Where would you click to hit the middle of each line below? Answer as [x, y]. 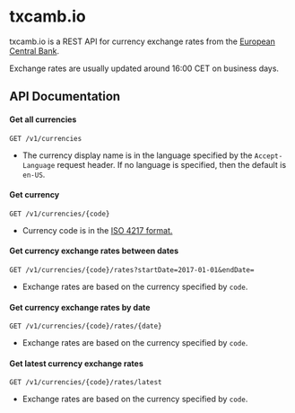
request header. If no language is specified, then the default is [172, 164]
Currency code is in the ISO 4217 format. [97, 230]
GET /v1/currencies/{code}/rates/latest [86, 382]
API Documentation [65, 97]
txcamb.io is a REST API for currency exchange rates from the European [143, 41]
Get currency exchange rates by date [80, 307]
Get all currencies [43, 119]
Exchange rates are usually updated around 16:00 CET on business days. [144, 68]
